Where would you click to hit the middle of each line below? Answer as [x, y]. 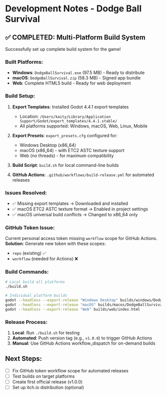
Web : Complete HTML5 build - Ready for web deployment [71, 83]
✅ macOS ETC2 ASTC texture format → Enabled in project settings [80, 209]
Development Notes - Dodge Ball [73, 9]
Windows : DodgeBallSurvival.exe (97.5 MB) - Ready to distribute [78, 73]
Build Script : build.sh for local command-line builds [65, 165]
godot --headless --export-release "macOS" [51, 305]
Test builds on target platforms [43, 376]
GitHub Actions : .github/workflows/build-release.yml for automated [83, 175]
